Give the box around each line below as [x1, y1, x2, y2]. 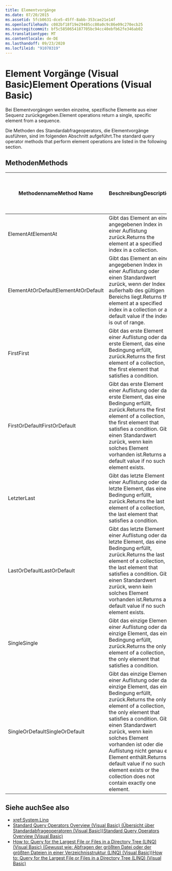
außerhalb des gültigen [109, 287, 165, 294]
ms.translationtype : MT [5, 31, 56, 36]
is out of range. [109, 319, 145, 326]
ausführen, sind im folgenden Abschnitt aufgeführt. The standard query [5, 133, 155, 139]
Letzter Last [8, 494, 35, 502]
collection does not [109, 773, 155, 780]
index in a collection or [109, 306, 163, 313]
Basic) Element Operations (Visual [5, 78, 152, 90]
